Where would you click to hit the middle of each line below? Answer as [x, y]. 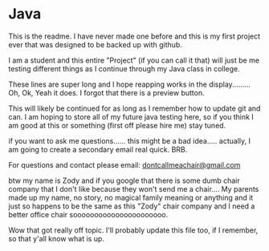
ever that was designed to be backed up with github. [95, 44]
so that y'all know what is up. [56, 238]
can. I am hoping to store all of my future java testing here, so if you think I [131, 116]
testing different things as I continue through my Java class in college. [124, 68]
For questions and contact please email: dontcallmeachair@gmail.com [124, 164]
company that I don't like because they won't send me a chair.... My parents [134, 188]
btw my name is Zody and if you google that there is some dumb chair [124, 180]
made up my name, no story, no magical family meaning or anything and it [131, 197]
